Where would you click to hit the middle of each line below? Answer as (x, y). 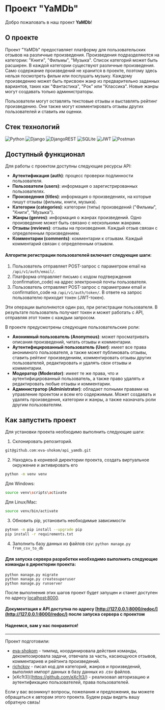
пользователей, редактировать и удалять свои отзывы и (72, 363)
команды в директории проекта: (41, 564)
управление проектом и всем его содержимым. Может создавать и (84, 394)
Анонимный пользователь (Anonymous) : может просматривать (81, 337)
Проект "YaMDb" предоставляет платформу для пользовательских (75, 49)
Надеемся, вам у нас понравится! (42, 626)
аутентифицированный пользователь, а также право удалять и (78, 378)
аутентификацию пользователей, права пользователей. (71, 682)
